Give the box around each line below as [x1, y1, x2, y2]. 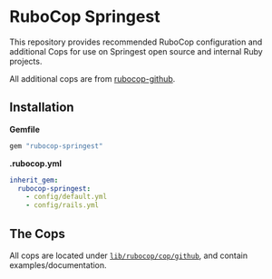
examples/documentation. [9, 259, 107, 270]
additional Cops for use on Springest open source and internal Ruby [9, 45, 263, 56]
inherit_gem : [9, 175, 59, 184]
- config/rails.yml [25, 201, 100, 210]
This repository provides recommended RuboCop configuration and [9, 36, 263, 47]
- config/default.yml [25, 193, 107, 202]
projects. [9, 55, 43, 66]
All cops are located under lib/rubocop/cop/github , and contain [9, 250, 248, 261]
